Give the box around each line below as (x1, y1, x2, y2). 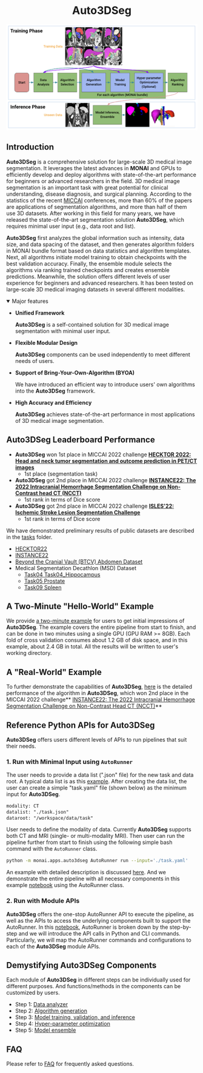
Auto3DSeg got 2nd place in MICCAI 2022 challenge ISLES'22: (15, 502, 175, 510)
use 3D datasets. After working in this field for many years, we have (6, 210, 176, 217)
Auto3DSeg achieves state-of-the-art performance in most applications (15, 410, 195, 418)
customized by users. (6, 989, 60, 997)
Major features (12, 297, 48, 305)
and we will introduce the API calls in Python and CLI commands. (18, 929, 181, 937)
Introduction (6, 142, 55, 152)
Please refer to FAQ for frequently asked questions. (6, 1060, 135, 1068)
